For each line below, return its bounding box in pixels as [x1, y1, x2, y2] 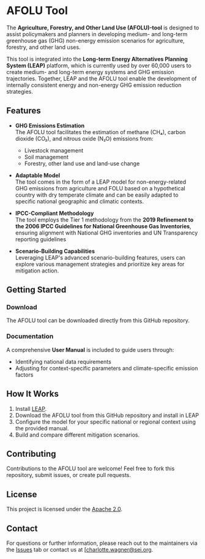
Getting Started [6, 285, 67, 295]
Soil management [24, 153, 69, 160]
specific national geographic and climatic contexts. [15, 197, 144, 205]
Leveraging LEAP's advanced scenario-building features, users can [15, 253, 185, 261]
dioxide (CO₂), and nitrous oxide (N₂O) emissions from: [15, 135, 154, 142]
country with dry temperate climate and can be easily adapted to [15, 191, 179, 198]
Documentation [6, 332, 54, 340]
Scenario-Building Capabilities [15, 247, 95, 255]
